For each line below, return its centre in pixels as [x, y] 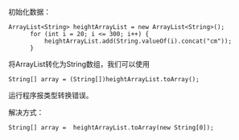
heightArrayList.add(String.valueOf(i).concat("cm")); [138, 41]
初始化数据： [29, 12]
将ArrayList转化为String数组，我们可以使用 [79, 64]
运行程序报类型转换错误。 [51, 95]
